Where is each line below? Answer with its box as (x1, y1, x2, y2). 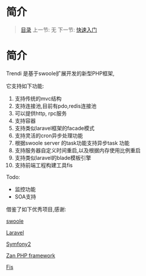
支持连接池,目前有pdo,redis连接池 (14, 102, 96, 110)
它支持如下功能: (6, 82, 44, 89)
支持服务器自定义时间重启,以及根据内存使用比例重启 (14, 146, 141, 154)
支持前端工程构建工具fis (14, 161, 73, 169)
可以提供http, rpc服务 (14, 110, 67, 117)
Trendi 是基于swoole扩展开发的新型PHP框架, (6, 69, 115, 77)
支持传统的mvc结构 (14, 95, 62, 102)
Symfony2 (6, 240, 31, 248)
